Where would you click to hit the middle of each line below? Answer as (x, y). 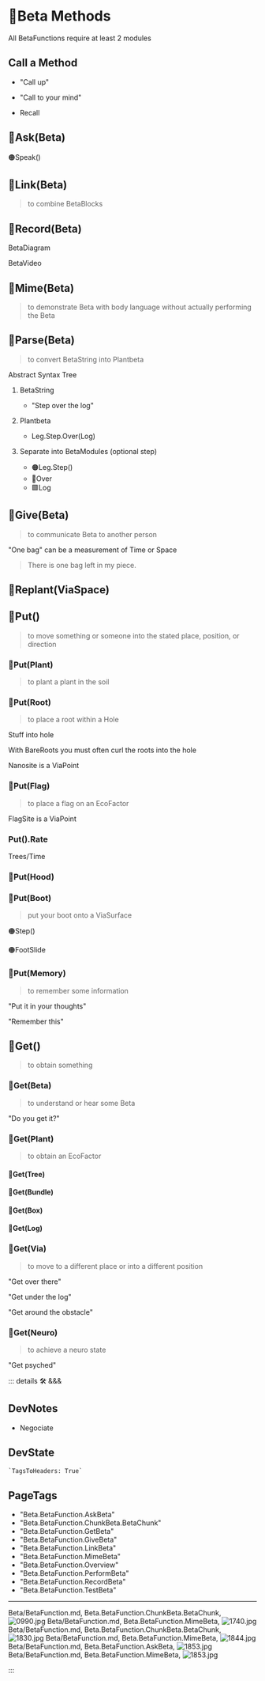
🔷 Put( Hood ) (32, 876)
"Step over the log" (63, 405)
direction (42, 644)
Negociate (36, 1428)
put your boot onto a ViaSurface (80, 915)
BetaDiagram (30, 248)
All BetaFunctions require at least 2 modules (80, 38)
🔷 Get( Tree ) (27, 1174)
